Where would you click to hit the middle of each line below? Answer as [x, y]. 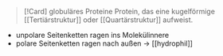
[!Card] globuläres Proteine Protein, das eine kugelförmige [119, 11]
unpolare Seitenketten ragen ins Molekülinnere [92, 35]
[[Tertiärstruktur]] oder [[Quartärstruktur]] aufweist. [108, 20]
